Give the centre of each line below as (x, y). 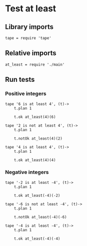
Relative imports (31, 53)
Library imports (29, 27)
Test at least (31, 9)
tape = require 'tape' (28, 38)
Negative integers (27, 172)
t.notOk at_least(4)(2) (38, 139)
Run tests (20, 80)
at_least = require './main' (35, 65)
